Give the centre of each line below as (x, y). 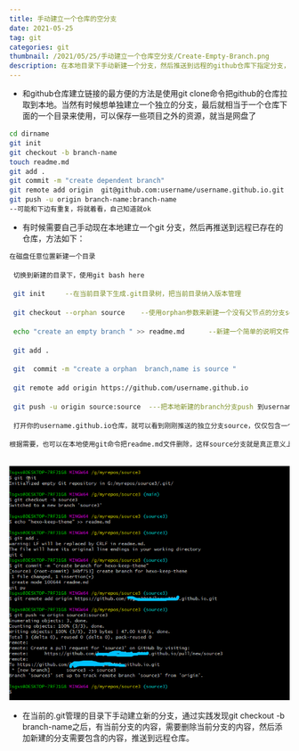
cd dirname (29, 134)
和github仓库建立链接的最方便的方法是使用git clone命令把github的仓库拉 (154, 93)
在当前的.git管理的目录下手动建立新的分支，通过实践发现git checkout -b (153, 716)
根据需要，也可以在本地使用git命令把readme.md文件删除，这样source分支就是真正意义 (148, 445)
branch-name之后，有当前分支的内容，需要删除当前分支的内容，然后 (149, 727)
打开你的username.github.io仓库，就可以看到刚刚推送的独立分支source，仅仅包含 (147, 425)
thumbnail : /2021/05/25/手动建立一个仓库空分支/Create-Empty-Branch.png (139, 57)
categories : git (39, 47)
